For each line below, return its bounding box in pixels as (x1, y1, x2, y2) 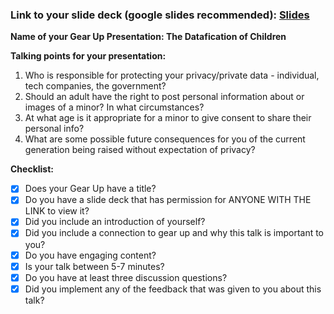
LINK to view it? (24, 205, 90, 217)
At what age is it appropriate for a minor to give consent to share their (24, 112, 312, 124)
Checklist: (10, 163, 55, 175)
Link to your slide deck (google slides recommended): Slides (10, 8, 310, 22)
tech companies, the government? (24, 80, 167, 92)
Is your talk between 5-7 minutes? (24, 260, 165, 272)
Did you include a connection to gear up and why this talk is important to (24, 227, 325, 239)
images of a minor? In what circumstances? (24, 101, 205, 113)
